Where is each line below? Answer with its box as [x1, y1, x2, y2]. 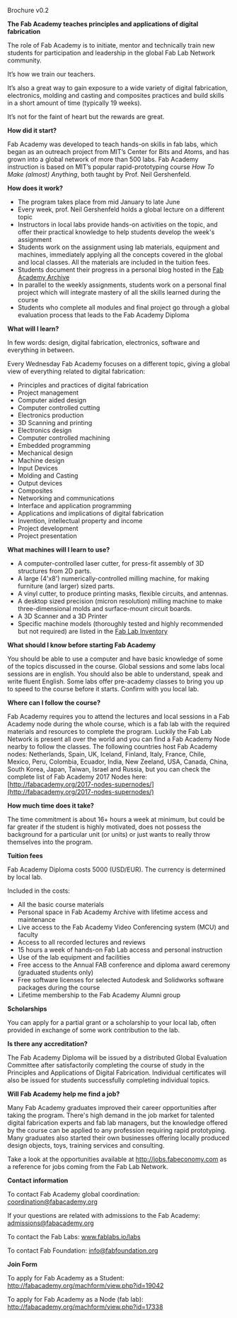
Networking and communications [17, 494, 115, 503]
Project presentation [17, 532, 77, 540]
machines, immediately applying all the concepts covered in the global [17, 251, 223, 258]
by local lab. [7, 873, 43, 881]
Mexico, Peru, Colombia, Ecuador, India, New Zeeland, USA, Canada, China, [7, 757, 229, 766]
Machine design [17, 456, 65, 464]
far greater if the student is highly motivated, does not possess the [7, 823, 202, 831]
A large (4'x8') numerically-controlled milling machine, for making [17, 574, 210, 583]
